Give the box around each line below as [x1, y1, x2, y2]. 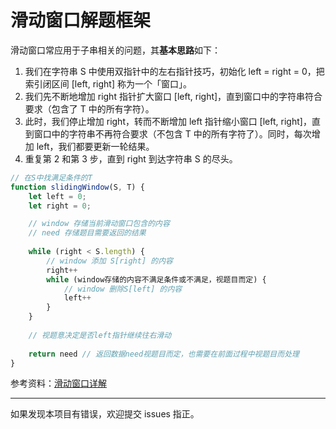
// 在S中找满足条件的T [10, 172, 93, 183]
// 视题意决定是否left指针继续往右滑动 [28, 330, 172, 340]
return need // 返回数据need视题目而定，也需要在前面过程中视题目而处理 [28, 349, 300, 359]
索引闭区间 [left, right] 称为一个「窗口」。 [24, 77, 192, 90]
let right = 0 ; [28, 201, 92, 211]
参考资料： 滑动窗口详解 [10, 377, 107, 390]
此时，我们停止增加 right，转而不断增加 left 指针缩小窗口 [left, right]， [24, 115, 312, 127]
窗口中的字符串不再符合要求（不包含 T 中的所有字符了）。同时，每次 [33, 127, 312, 140]
